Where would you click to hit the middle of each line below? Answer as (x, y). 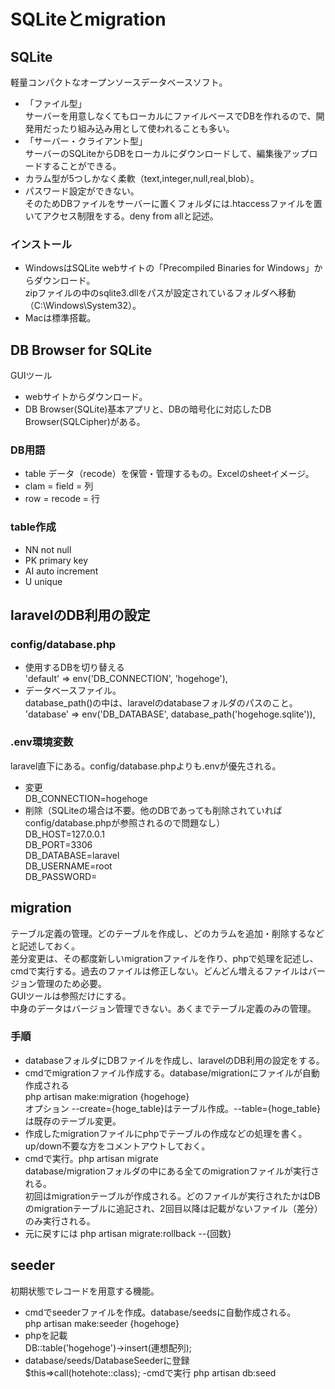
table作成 (33, 527)
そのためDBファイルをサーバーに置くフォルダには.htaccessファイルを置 (173, 203)
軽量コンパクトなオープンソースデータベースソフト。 (119, 82)
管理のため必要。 (71, 983)
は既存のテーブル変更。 (73, 1121)
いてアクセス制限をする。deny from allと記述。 (121, 216)
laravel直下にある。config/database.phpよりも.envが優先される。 (146, 766)
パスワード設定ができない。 (82, 191)
